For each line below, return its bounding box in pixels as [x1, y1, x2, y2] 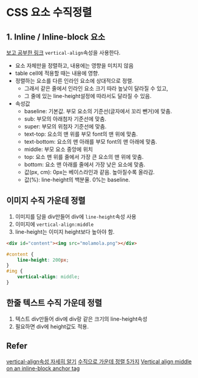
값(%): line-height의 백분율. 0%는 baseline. [24, 176, 131, 183]
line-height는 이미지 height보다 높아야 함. [15, 228, 115, 235]
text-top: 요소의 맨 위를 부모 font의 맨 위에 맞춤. [24, 130, 138, 138]
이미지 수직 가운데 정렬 [6, 195, 86, 206]
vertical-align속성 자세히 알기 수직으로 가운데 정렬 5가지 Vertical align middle [6, 357, 192, 365]
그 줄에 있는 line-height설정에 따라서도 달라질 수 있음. [24, 93, 152, 99]
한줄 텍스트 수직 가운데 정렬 [6, 298, 102, 308]
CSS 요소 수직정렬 [6, 5, 92, 19]
